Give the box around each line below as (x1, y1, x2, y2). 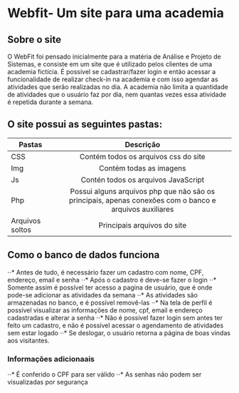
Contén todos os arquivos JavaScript (80, 175, 205, 185)
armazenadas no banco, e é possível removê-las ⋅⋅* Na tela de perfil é (7, 298, 213, 307)
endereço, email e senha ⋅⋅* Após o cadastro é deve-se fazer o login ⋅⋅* (7, 275, 217, 284)
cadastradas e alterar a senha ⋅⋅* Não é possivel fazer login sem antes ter (7, 313, 223, 322)
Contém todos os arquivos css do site (79, 151, 206, 161)
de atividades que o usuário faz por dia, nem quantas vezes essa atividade (7, 91, 226, 98)
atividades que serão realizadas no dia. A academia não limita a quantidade (7, 83, 229, 91)
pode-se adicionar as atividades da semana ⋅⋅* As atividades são (7, 290, 198, 299)
